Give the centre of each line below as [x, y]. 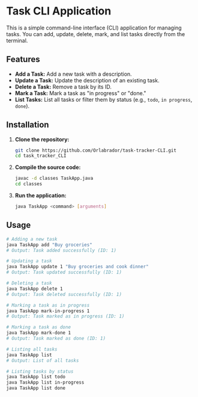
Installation [28, 125]
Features [23, 59]
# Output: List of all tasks [43, 360]
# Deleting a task [29, 283]
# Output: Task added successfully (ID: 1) [61, 250]
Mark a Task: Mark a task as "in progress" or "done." [80, 93]
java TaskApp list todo [36, 377]
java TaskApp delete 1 [34, 289]
